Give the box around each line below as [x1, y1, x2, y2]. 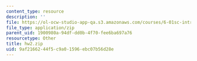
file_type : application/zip [6, 24, 75, 31]
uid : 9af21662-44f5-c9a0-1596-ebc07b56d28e [6, 46, 114, 52]
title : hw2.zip [6, 41, 43, 47]
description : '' [6, 14, 46, 20]
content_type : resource [6, 8, 64, 15]
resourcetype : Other [6, 35, 57, 41]
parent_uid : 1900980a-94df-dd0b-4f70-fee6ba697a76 [6, 30, 133, 36]
